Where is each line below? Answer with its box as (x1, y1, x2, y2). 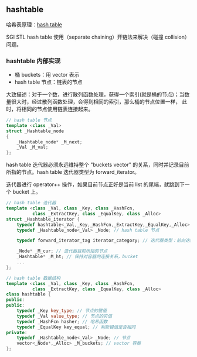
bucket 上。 (12, 188, 41, 195)
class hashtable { (6, 291, 51, 297)
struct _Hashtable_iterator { (6, 216, 80, 222)
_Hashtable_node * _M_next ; (16, 139, 83, 145)
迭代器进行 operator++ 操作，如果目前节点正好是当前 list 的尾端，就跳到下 (6, 181, 185, 188)
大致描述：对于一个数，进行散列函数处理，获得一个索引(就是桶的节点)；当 (6, 91, 185, 98)
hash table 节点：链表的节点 (14, 78, 83, 85)
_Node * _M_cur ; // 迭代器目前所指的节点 (16, 248, 108, 254)
